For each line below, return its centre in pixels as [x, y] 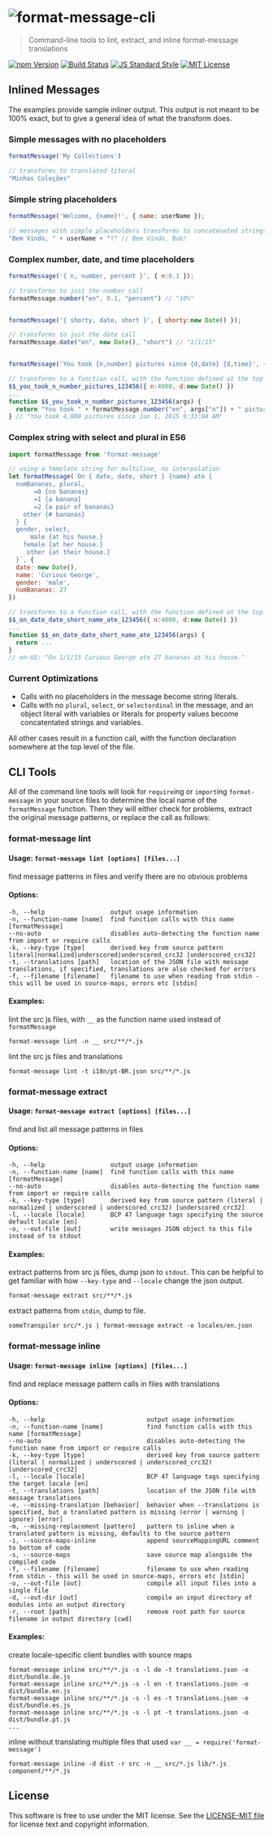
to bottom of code [39, 1547]
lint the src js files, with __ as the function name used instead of [115, 1019]
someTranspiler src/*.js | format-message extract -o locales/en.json [130, 1326]
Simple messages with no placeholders [87, 139]
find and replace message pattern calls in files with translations [114, 1384]
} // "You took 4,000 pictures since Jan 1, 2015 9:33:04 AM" [116, 417]
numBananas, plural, [50, 484]
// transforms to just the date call [72, 335]
